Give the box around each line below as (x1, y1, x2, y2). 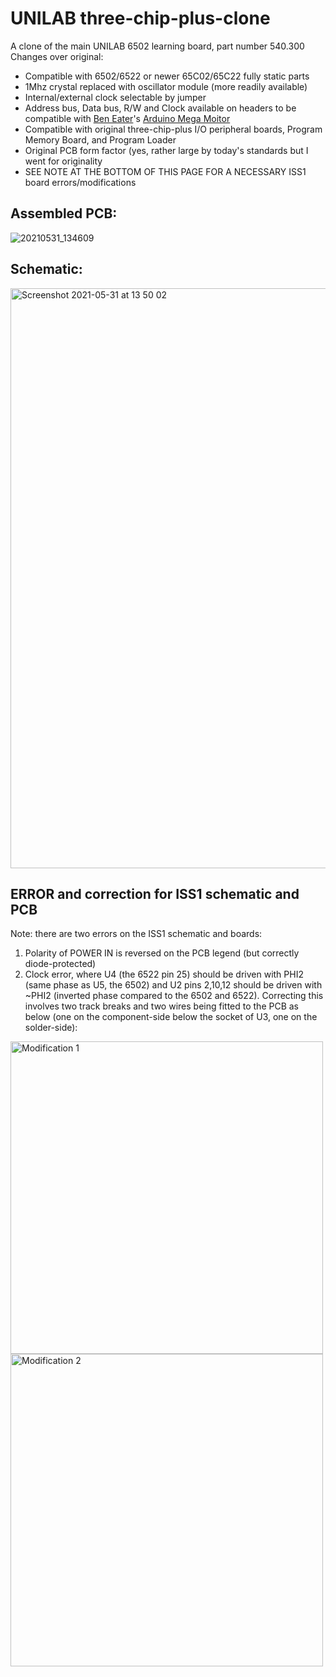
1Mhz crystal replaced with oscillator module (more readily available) (24, 80, 308, 92)
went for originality (24, 155, 103, 167)
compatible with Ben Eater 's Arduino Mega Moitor (24, 112, 231, 124)
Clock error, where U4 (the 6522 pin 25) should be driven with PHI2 (24, 968, 304, 981)
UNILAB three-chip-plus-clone (10, 7, 271, 30)
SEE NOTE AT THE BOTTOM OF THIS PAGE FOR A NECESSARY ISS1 (24, 165, 307, 177)
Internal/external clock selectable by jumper (24, 91, 207, 103)
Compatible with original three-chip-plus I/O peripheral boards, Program (24, 123, 323, 135)
